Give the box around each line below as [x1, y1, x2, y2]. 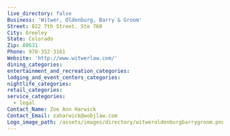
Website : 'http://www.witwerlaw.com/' [7, 55, 118, 62]
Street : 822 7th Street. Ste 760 [7, 23, 103, 30]
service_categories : [7, 93, 66, 100]
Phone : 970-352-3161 [7, 49, 66, 56]
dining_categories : [7, 61, 63, 68]
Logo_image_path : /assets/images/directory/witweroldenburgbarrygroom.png [7, 118, 225, 126]
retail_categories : [7, 87, 63, 93]
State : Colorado [7, 36, 53, 43]
